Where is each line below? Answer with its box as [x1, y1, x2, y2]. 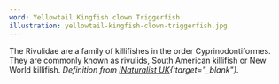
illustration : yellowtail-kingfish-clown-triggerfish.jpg [9, 21, 228, 30]
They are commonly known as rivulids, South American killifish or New [9, 55, 267, 65]
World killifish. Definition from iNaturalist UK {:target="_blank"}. [9, 64, 239, 75]
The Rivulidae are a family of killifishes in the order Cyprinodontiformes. [9, 45, 272, 56]
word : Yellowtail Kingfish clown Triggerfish [9, 12, 180, 22]
